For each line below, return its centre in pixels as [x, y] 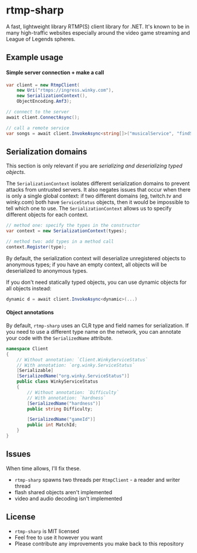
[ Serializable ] [35, 371]
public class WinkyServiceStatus [57, 382]
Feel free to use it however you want [58, 537]
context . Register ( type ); [36, 247]
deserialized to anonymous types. [47, 270]
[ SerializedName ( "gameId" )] [61, 420]
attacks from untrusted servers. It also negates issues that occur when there [98, 190]
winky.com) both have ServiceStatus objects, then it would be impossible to [98, 202]
